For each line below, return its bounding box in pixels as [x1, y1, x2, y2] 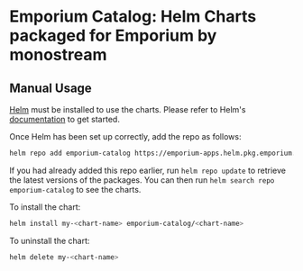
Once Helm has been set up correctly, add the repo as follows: [9, 131, 242, 141]
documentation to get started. [9, 114, 120, 124]
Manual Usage [9, 80, 92, 95]
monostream [9, 45, 107, 65]
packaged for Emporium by [9, 25, 217, 46]
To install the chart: [9, 201, 81, 212]
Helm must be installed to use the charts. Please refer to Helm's [9, 104, 246, 114]
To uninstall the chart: [9, 235, 90, 246]
